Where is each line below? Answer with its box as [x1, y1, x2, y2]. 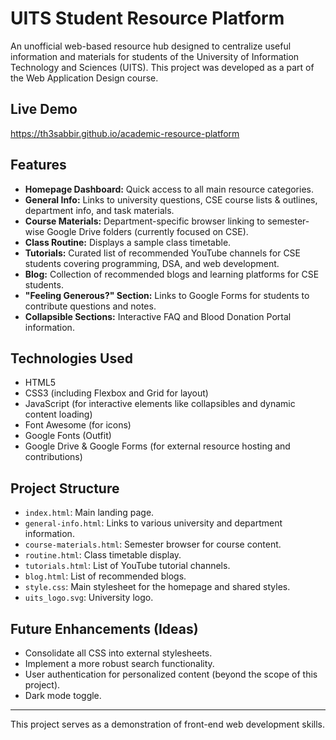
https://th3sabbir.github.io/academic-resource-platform [10, 127, 240, 139]
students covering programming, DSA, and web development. [24, 257, 280, 269]
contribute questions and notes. [24, 300, 157, 312]
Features [10, 157, 67, 174]
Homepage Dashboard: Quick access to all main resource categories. [24, 183, 315, 195]
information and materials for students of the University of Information [10, 50, 300, 62]
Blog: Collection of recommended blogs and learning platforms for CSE [24, 268, 320, 280]
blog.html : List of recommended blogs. [24, 570, 187, 582]
